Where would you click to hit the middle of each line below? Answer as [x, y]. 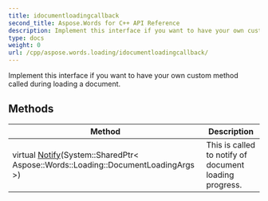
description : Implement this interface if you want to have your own [126, 30]
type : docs [26, 38]
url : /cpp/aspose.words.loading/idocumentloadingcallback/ [108, 53]
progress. [224, 184]
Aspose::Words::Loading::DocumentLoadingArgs [104, 164]
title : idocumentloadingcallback [64, 16]
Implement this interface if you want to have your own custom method [124, 75]
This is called [231, 144]
